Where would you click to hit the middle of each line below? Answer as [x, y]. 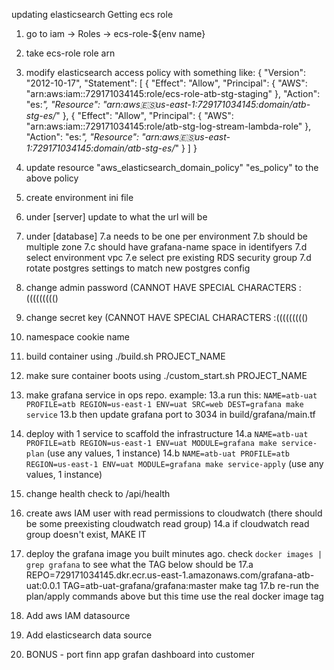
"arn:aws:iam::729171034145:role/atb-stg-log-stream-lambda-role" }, [168, 126]
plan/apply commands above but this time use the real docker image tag [174, 596]
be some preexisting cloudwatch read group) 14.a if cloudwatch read [167, 523]
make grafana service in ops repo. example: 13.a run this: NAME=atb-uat [171, 395]
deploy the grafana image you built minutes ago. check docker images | [174, 553]
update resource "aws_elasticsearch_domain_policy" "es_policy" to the [172, 167]
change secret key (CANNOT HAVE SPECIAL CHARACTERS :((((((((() [167, 317]
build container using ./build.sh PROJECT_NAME [125, 356]
